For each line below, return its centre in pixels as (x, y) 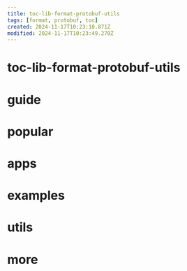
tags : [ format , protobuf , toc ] (53, 20)
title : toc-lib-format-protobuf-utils (63, 14)
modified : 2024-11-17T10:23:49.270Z (60, 33)
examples (36, 196)
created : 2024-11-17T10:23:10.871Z (59, 27)
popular (30, 132)
